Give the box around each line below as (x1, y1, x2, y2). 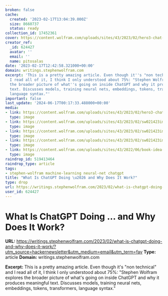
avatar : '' (9, 49, 32, 54)
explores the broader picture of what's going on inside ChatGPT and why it (5, 274, 159, 280)
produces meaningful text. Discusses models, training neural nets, (5, 279, 141, 286)
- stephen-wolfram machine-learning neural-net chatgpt (5, 171, 124, 176)
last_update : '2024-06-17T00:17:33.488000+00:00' (5, 101, 111, 106)
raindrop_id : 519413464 (5, 157, 55, 162)
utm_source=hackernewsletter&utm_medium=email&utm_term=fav (5, 249, 143, 255)
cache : (5, 12, 19, 17)
